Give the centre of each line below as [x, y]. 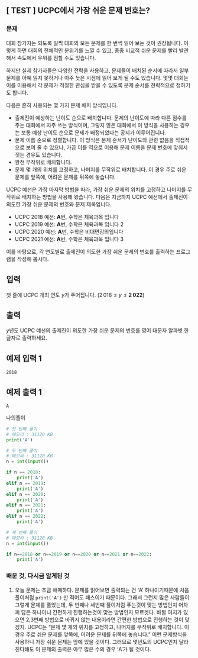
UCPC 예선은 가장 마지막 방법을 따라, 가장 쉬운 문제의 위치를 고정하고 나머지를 [96, 189]
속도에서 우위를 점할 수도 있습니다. [56, 57]
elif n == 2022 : [26, 517]
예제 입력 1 [24, 358]
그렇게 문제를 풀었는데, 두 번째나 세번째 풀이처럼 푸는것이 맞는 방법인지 [96, 605]
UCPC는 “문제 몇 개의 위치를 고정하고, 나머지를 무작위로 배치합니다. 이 [108, 627]
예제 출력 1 [24, 392]
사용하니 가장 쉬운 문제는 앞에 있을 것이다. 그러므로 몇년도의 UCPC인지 [96, 641]
